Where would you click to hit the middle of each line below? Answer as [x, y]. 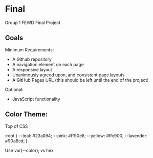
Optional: [14, 90]
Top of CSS [17, 126]
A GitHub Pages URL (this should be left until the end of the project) [80, 80]
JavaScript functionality [36, 99]
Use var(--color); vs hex [29, 150]
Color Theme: [26, 114]
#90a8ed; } [16, 141]
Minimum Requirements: [30, 49]
